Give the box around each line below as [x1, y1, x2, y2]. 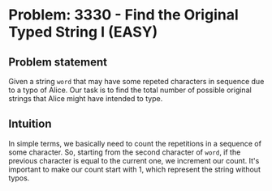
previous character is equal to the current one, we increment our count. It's [8, 155, 260, 165]
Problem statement [8, 55, 108, 69]
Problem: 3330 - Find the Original [8, 6, 239, 24]
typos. [8, 172, 30, 183]
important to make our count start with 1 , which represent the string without [8, 164, 261, 174]
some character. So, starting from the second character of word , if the [8, 147, 241, 157]
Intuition [8, 117, 52, 131]
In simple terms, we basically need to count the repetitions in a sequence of [8, 138, 262, 148]
